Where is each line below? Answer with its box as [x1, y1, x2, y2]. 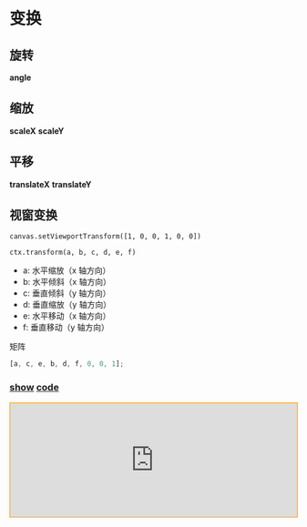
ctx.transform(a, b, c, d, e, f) [9, 248, 137, 258]
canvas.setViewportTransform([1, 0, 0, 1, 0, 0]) [9, 232, 202, 241]
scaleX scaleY [9, 125, 65, 137]
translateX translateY [9, 178, 92, 189]
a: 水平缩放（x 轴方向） [22, 265, 111, 276]
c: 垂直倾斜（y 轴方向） [22, 288, 111, 299]
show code [9, 381, 59, 394]
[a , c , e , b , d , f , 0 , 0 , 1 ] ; [9, 360, 125, 369]
